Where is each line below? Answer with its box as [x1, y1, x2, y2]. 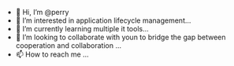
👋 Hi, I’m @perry [15, 8, 69, 16]
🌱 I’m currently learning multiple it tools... [15, 24, 150, 33]
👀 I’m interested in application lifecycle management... [15, 16, 191, 25]
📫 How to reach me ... [15, 49, 89, 59]
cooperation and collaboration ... [15, 41, 122, 50]
